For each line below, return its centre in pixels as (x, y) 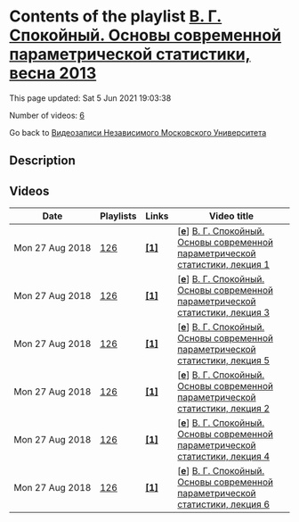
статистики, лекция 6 (223, 504)
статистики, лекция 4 (223, 457)
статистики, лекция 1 (223, 265)
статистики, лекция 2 (223, 409)
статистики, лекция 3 (223, 312)
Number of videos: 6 (47, 115)
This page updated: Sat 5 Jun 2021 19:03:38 (90, 98)
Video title (231, 216)
